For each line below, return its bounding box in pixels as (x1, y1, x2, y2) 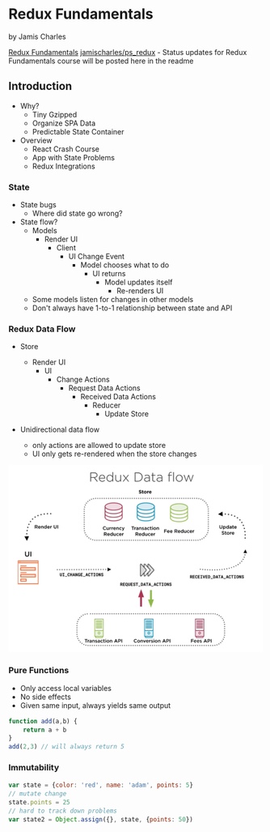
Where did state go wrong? (32, 208, 123, 219)
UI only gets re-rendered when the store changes (32, 449, 197, 459)
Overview (19, 135, 53, 145)
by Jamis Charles (8, 32, 66, 41)
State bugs (19, 200, 57, 210)
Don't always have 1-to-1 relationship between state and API (32, 303, 233, 313)
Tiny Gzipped (32, 109, 78, 119)
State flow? (19, 217, 58, 227)
